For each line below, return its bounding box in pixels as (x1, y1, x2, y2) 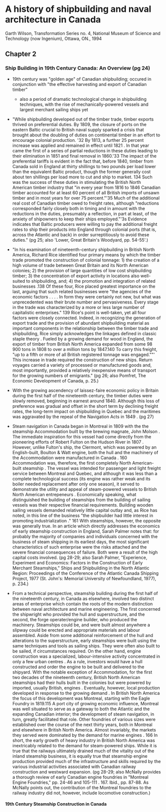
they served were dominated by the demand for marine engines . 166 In (12, 732, 158, 738)
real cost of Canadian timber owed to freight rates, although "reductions (12, 200, 159, 206)
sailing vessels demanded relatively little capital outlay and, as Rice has (12, 507, 158, 513)
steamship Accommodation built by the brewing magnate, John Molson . (12, 428, 160, 434)
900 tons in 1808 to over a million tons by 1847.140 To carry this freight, (12, 346, 158, 352)
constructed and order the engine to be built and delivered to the (12, 664, 145, 670)
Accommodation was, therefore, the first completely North (12, 460, 131, 466)
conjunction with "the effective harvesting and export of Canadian (12, 81, 147, 87)
